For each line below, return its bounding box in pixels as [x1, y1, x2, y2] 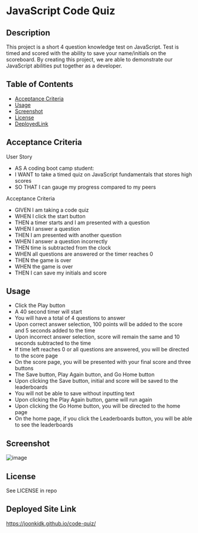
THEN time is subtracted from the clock [14, 244, 111, 251]
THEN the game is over [14, 256, 72, 264]
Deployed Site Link [6, 504, 77, 514]
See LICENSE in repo [6, 487, 57, 495]
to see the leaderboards [14, 421, 73, 428]
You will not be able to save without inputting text [14, 390, 135, 397]
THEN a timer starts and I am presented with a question [14, 219, 150, 226]
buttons [14, 365, 34, 372]
